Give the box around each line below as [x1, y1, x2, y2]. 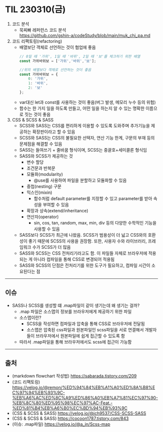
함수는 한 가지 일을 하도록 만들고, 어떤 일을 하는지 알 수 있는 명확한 [19, 105, 145, 111]
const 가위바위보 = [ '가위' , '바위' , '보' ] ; [19, 58, 97, 63]
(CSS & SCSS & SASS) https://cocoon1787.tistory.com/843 [12, 415, 129, 421]
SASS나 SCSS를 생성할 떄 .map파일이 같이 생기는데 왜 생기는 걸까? [12, 302, 140, 308]
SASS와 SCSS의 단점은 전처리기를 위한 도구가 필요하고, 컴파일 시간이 [19, 262, 150, 268]
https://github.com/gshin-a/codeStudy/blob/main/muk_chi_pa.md [19, 32, 150, 38]
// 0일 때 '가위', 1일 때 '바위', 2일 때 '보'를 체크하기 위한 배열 [19, 54, 141, 59]
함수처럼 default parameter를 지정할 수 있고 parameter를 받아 [33, 195, 153, 201]
